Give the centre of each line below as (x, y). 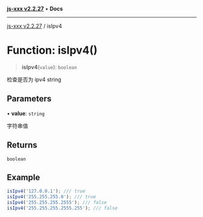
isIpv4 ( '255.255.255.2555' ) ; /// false (57, 203)
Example (23, 177)
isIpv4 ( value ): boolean (49, 67)
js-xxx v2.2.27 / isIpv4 (34, 26)
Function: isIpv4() (52, 50)
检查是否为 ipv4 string (34, 79)
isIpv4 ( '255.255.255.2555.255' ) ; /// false (62, 208)
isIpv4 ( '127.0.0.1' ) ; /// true (46, 191)
